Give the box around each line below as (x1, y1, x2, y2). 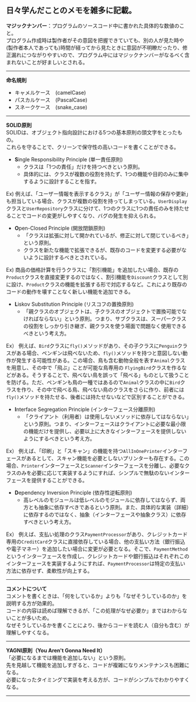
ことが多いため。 (10, 614, 52, 621)
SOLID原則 (6, 122, 32, 129)
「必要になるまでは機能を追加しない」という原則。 (6, 654, 129, 661)
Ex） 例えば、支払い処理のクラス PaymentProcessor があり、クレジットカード (6, 531, 188, 538)
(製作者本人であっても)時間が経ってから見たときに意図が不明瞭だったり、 (6, 44, 183, 51)
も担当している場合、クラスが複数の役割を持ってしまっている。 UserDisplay (6, 198, 188, 205)
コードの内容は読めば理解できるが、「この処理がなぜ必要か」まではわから (6, 607, 183, 614)
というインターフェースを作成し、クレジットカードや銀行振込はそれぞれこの (6, 552, 190, 559)
